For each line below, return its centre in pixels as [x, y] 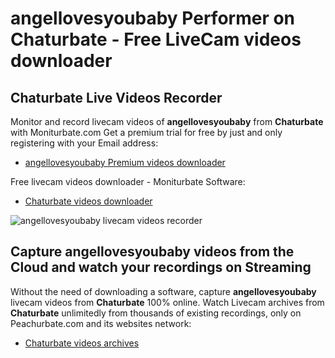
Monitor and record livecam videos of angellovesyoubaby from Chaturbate [167, 121]
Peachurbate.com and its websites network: [101, 323]
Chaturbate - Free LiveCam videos [156, 39]
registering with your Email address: [84, 143]
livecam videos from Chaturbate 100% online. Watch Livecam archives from [167, 302]
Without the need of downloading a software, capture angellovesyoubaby [163, 291]
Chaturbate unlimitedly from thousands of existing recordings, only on [156, 313]
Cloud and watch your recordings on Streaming [161, 267]
